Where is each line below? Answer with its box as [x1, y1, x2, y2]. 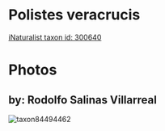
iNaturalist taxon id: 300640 [8, 32, 102, 42]
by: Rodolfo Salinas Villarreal [8, 93, 158, 107]
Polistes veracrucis [8, 6, 141, 24]
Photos [8, 61, 57, 79]
